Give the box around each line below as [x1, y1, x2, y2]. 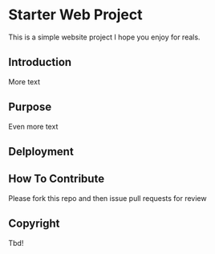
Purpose [8, 100, 52, 114]
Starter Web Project [8, 6, 143, 24]
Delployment [8, 145, 74, 158]
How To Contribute [8, 172, 105, 186]
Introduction [8, 55, 72, 69]
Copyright [8, 217, 60, 231]
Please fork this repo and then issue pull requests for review [8, 193, 207, 203]
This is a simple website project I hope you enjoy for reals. [8, 32, 201, 42]
